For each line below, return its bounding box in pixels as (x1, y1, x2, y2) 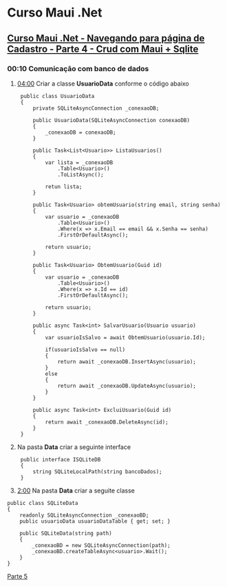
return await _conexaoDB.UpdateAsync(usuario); (57, 382, 197, 389)
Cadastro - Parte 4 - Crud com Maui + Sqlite (7, 43, 199, 54)
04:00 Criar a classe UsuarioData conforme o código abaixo (17, 79, 189, 88)
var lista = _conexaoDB (45, 159, 113, 166)
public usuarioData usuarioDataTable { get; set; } (19, 517, 171, 525)
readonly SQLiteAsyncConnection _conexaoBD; (19, 512, 149, 519)
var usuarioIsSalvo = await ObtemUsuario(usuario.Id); (45, 334, 206, 341)
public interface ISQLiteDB (20, 456, 101, 463)
